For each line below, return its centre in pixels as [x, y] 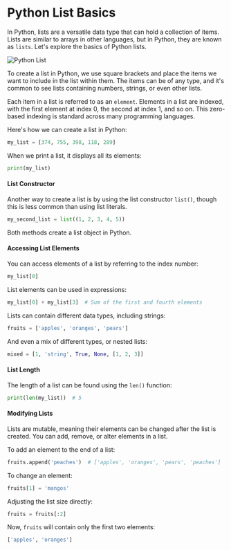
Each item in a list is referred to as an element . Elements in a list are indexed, [115, 101]
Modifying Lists [30, 414]
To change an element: [40, 475]
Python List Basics [62, 13]
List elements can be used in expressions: [67, 289]
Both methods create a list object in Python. [70, 232]
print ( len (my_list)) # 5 [44, 398]
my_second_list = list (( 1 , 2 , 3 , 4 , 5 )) [66, 219]
